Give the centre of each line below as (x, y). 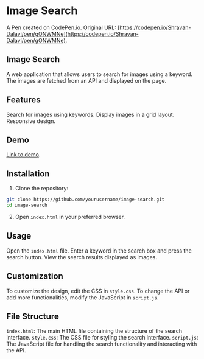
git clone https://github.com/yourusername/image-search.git (86, 200)
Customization (35, 277)
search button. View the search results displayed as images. (82, 257)
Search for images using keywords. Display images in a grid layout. (90, 114)
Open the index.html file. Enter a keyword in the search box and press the (99, 251)
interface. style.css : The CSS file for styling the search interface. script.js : (102, 338)
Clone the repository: (42, 189)
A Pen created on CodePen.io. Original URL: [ (63, 27)
